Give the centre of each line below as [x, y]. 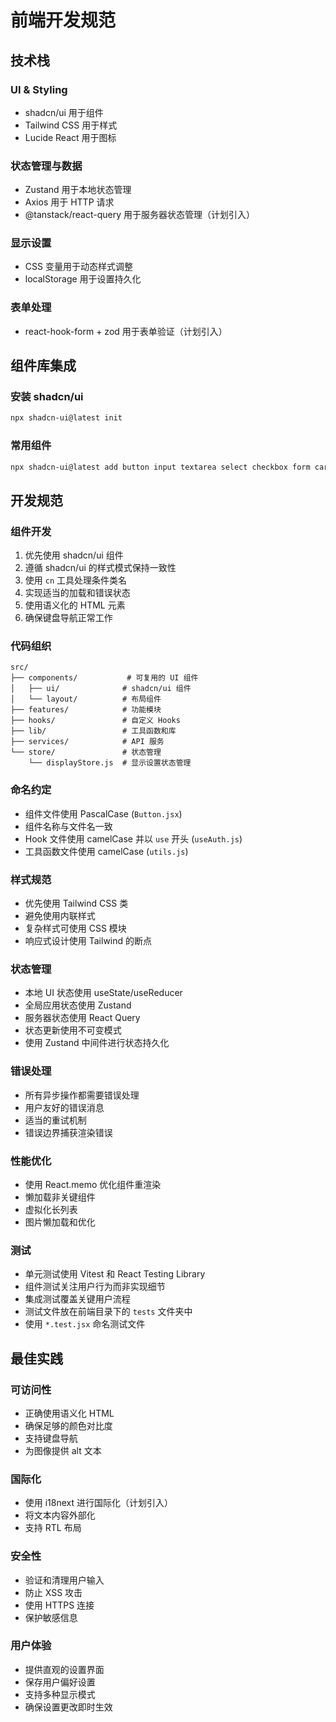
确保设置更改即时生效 [68, 1707]
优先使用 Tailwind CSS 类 [76, 903]
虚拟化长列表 [51, 1209]
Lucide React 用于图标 [70, 137]
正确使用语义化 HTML [69, 1413]
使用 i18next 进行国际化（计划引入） [99, 1503]
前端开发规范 [63, 20]
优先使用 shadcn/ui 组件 [74, 555]
